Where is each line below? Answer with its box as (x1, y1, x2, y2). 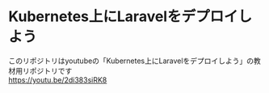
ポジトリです (29, 66, 73, 75)
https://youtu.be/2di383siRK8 (8, 74, 107, 85)
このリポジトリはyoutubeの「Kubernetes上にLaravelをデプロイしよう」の (8, 56, 254, 66)
